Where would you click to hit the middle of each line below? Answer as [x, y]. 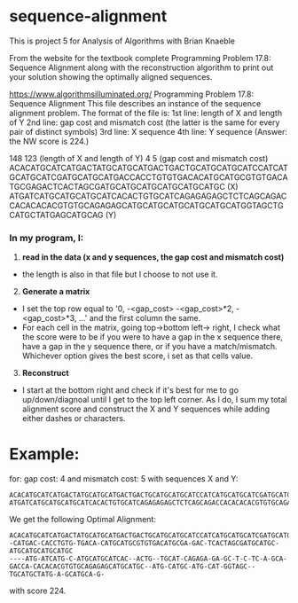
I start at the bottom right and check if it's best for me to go [130, 390]
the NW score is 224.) [49, 141]
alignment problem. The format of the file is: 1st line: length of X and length [145, 113]
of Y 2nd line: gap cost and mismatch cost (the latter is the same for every [145, 122]
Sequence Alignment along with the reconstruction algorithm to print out [141, 67]
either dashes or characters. [74, 419]
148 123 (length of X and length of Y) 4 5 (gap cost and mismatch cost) [139, 158]
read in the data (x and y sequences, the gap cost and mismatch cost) [153, 257]
